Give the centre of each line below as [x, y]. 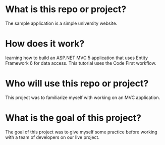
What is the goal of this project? [73, 118]
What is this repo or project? [66, 9]
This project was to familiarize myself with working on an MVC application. [83, 98]
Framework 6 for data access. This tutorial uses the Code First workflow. [81, 63]
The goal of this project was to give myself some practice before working [81, 132]
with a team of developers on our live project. [52, 137]
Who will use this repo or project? [77, 84]
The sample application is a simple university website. [61, 23]
